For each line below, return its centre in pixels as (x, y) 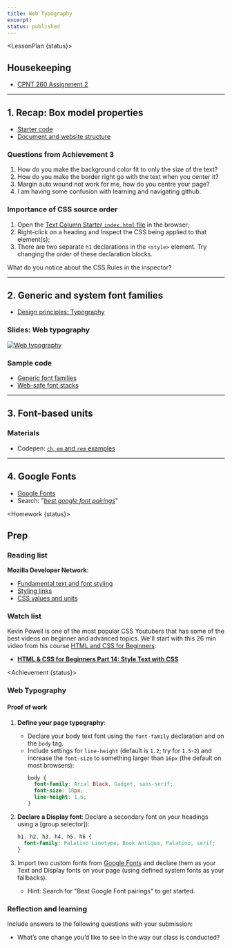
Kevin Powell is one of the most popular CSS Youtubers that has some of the (116, 631)
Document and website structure (64, 136)
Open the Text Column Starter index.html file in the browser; (103, 225)
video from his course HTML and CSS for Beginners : (82, 646)
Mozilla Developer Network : (48, 570)
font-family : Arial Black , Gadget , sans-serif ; (104, 784)
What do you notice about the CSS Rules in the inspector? (89, 267)
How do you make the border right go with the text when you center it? (118, 177)
